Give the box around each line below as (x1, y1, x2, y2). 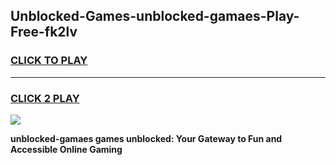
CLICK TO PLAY (10, 54, 88, 68)
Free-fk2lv (10, 24, 78, 41)
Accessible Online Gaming (10, 143, 123, 155)
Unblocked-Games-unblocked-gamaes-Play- (10, 8, 300, 25)
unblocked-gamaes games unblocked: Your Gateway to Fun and (10, 132, 283, 144)
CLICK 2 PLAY (10, 91, 80, 105)
